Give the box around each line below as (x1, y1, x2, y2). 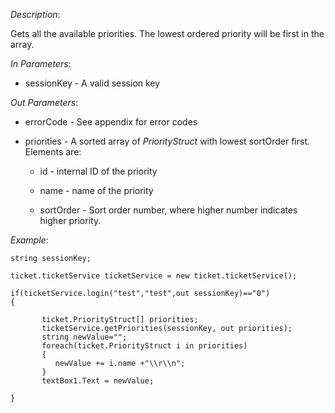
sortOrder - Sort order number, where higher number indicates (39, 204, 298, 216)
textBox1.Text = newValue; (41, 376, 155, 386)
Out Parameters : (10, 97, 79, 108)
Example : (10, 234, 49, 246)
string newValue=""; (41, 332, 128, 342)
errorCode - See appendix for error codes (24, 116, 198, 128)
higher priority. (39, 215, 102, 226)
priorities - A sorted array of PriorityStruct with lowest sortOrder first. (24, 135, 310, 147)
